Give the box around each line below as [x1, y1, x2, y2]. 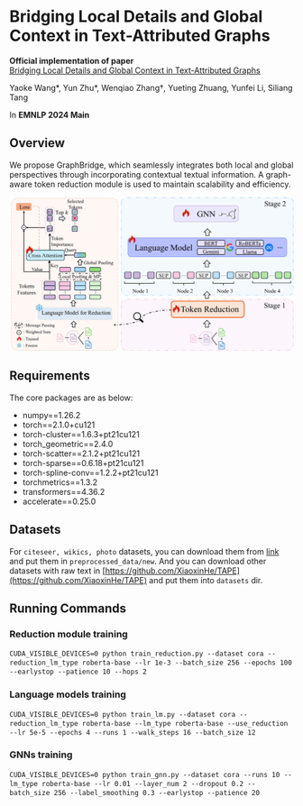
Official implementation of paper [9, 55, 134, 66]
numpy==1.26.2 [22, 409, 81, 420]
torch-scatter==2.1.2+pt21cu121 [22, 448, 141, 459]
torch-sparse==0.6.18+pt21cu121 [22, 457, 144, 468]
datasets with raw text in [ [9, 565, 106, 576]
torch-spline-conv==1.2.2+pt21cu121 [22, 467, 159, 478]
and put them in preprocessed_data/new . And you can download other [9, 555, 267, 566]
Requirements [9, 368, 90, 384]
